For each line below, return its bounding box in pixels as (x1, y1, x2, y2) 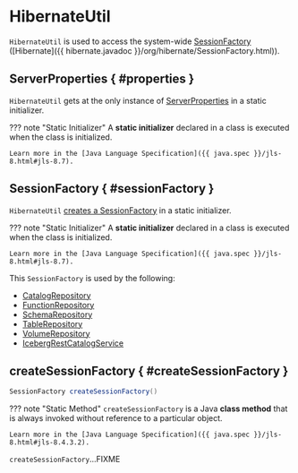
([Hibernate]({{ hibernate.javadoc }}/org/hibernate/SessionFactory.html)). (9, 45, 280, 56)
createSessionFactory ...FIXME (9, 454, 121, 465)
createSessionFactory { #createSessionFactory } (9, 363, 289, 378)
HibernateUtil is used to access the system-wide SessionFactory (9, 36, 251, 47)
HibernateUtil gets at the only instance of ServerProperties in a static (9, 95, 267, 106)
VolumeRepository (21, 328, 91, 339)
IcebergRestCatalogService (21, 338, 124, 348)
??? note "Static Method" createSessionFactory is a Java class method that (9, 403, 288, 414)
